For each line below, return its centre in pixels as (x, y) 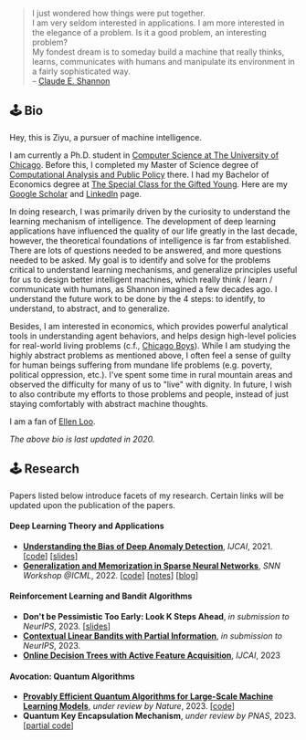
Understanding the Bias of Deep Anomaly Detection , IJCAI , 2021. (148, 546)
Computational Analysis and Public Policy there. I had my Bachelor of (139, 174)
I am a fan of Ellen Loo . (53, 421)
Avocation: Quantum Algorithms (72, 676)
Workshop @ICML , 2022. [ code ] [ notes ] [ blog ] (111, 575)
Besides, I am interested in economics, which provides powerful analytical (149, 326)
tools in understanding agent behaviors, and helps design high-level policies (153, 336)
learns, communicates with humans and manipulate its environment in (163, 62)
